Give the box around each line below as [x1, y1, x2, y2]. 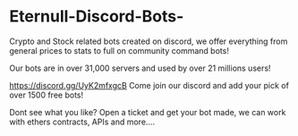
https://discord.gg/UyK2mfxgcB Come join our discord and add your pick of [9, 80, 289, 90]
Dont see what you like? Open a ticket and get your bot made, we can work [9, 106, 286, 117]
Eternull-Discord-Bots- [9, 6, 184, 27]
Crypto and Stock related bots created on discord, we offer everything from [9, 36, 288, 47]
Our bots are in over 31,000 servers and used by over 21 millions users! [9, 63, 271, 73]
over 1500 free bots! [9, 89, 83, 100]
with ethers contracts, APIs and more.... [9, 116, 155, 127]
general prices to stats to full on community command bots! [9, 45, 230, 55]
